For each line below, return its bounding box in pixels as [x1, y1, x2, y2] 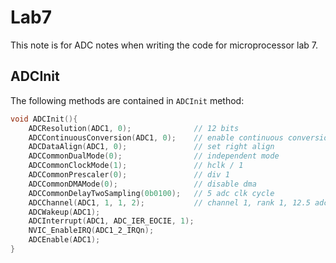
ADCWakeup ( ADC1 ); [28, 207, 101, 217]
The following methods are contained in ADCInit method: [10, 94, 245, 106]
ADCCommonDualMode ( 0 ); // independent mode [28, 151, 280, 161]
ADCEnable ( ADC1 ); [28, 235, 101, 245]
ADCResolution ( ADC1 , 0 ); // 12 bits [28, 123, 240, 133]
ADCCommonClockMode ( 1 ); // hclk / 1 [28, 161, 244, 171]
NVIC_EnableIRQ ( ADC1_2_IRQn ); [28, 226, 155, 236]
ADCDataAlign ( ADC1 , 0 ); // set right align [28, 142, 275, 152]
